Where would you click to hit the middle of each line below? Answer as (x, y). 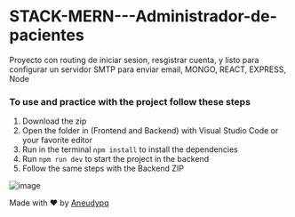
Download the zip (54, 121)
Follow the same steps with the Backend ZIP (103, 169)
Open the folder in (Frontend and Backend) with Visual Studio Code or (150, 131)
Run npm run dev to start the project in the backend (116, 159)
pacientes (47, 35)
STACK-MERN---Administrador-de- (144, 16)
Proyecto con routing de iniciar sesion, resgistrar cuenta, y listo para (134, 60)
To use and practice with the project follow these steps (130, 101)
